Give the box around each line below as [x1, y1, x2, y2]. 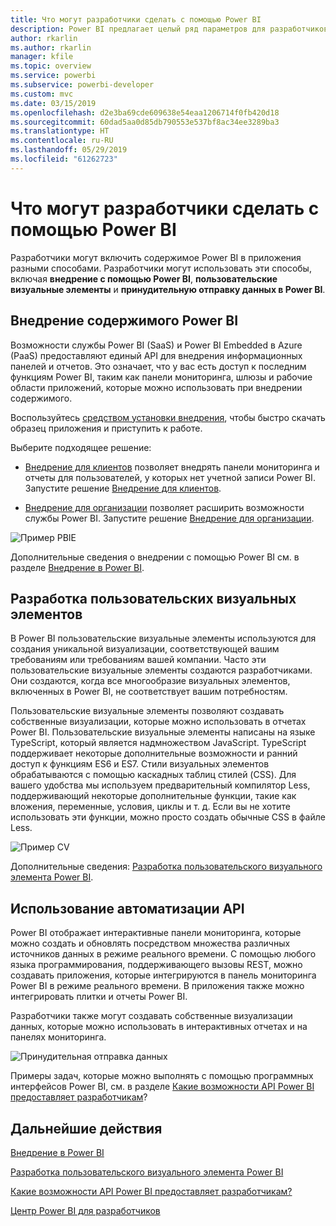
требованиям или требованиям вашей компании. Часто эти [10, 654, 267, 666]
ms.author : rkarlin [10, 42, 92, 53]
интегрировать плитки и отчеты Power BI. [10, 991, 188, 1003]
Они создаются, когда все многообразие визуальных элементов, [10, 675, 291, 687]
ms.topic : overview [10, 61, 92, 71]
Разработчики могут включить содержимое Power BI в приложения [10, 251, 302, 263]
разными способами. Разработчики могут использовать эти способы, [10, 262, 312, 274]
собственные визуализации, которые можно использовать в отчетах [10, 716, 307, 728]
